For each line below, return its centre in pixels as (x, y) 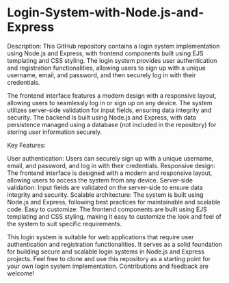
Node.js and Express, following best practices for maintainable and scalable (114, 202)
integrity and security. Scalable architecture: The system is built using (105, 194)
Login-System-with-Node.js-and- (106, 13)
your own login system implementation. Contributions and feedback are (108, 266)
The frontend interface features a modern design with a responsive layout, (112, 95)
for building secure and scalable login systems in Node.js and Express (106, 252)
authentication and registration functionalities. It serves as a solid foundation (115, 244)
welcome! (21, 273)
